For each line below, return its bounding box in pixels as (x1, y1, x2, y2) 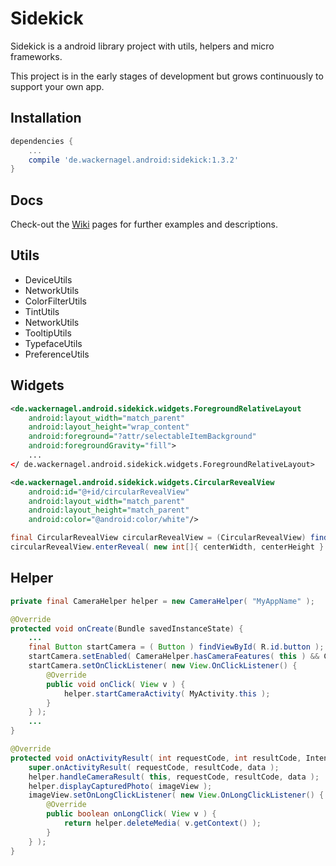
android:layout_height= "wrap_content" (28, 422, 190, 432)
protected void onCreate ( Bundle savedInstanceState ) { (10, 623, 244, 634)
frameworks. (10, 50, 63, 62)
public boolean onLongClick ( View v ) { (46, 809, 217, 819)
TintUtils (24, 305, 60, 317)
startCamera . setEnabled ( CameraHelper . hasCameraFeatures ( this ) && (28, 652, 320, 662)
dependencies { (10, 136, 74, 146)
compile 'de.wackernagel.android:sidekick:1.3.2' (28, 155, 240, 165)
